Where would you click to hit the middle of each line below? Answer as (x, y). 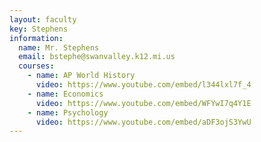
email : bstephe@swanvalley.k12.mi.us (97, 57)
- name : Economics (65, 94)
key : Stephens (39, 29)
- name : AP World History (81, 76)
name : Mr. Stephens (59, 47)
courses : (36, 66)
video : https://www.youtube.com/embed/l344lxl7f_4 (143, 85)
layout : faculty (43, 19)
